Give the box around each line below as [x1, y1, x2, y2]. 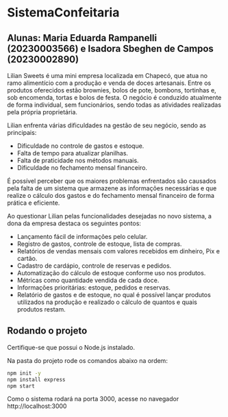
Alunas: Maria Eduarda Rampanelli [7, 32, 157, 44]
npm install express [7, 376, 66, 383]
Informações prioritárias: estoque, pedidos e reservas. [16, 283, 171, 292]
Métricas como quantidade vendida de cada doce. [16, 276, 160, 284]
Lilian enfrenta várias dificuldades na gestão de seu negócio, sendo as [7, 121, 207, 129]
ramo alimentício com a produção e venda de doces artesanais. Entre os [7, 79, 212, 87]
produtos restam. [16, 305, 66, 313]
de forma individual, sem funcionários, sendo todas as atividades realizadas [7, 101, 221, 109]
